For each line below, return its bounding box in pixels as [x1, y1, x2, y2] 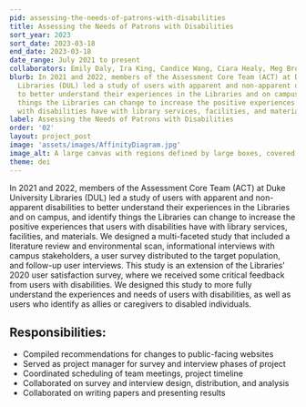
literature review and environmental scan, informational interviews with [9, 240, 275, 251]
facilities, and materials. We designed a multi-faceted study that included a [9, 230, 291, 241]
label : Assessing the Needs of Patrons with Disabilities [9, 115, 234, 124]
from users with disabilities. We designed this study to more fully [9, 279, 252, 290]
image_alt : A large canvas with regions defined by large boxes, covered [9, 148, 296, 158]
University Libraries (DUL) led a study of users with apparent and [9, 192, 254, 203]
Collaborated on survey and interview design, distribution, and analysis [22, 378, 290, 389]
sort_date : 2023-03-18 [9, 38, 96, 48]
